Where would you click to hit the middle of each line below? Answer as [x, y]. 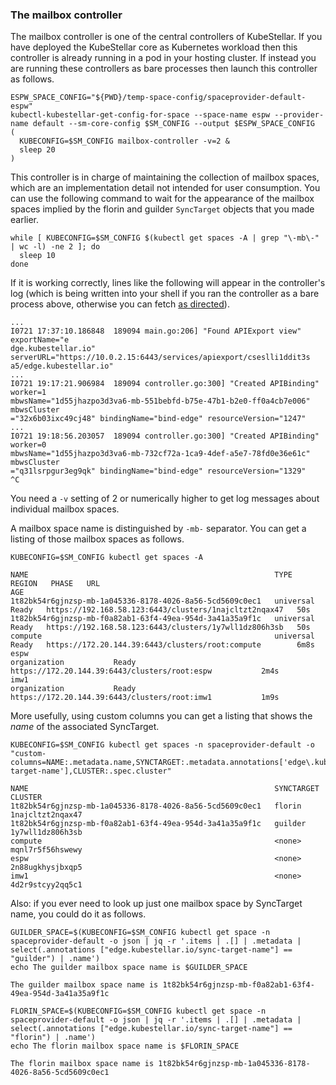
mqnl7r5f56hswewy [46, 850]
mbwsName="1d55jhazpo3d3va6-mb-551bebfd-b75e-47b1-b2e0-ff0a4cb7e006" [160, 401]
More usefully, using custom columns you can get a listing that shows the [161, 716]
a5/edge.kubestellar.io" [62, 366]
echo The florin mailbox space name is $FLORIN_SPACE [125, 1046]
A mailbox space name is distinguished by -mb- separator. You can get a [158, 529]
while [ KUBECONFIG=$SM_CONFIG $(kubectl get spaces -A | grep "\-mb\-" [165, 238]
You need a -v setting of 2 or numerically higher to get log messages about [165, 499]
